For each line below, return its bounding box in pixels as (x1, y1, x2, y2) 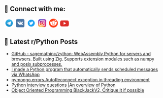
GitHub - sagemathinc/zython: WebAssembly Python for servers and (11, 50, 151, 56)
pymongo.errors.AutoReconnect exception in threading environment (11, 76, 150, 82)
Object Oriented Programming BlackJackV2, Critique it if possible (11, 87, 144, 93)
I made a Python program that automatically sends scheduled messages (11, 66, 158, 72)
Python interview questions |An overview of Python (11, 82, 116, 88)
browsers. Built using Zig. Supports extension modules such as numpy (11, 56, 155, 62)
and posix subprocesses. (11, 61, 63, 67)
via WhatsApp (11, 72, 40, 77)
